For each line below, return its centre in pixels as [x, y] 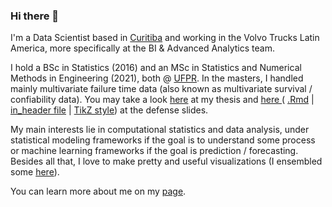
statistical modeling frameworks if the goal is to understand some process [163, 140]
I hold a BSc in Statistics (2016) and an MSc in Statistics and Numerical [156, 68]
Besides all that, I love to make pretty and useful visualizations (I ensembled [166, 161]
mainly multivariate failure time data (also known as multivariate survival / [161, 89]
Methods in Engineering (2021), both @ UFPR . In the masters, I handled [157, 78]
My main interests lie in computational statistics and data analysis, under [160, 130]
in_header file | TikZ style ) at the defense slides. [109, 110]
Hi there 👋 [35, 16]
